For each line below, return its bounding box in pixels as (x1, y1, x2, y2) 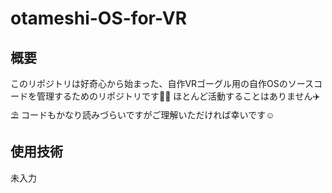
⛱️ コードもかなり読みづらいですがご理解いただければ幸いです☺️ (10, 109, 275, 121)
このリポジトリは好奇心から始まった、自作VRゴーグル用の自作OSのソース (10, 78, 315, 89)
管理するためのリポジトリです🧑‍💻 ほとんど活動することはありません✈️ (36, 90, 321, 102)
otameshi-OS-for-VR (10, 7, 188, 30)
